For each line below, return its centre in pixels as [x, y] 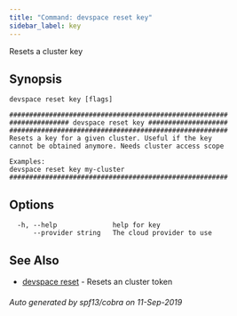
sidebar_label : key [45, 26]
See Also [34, 260]
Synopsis [36, 79]
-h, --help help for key [89, 225]
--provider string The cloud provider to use [122, 233]
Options [32, 204]
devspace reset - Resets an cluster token [97, 281]
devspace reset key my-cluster [67, 170]
